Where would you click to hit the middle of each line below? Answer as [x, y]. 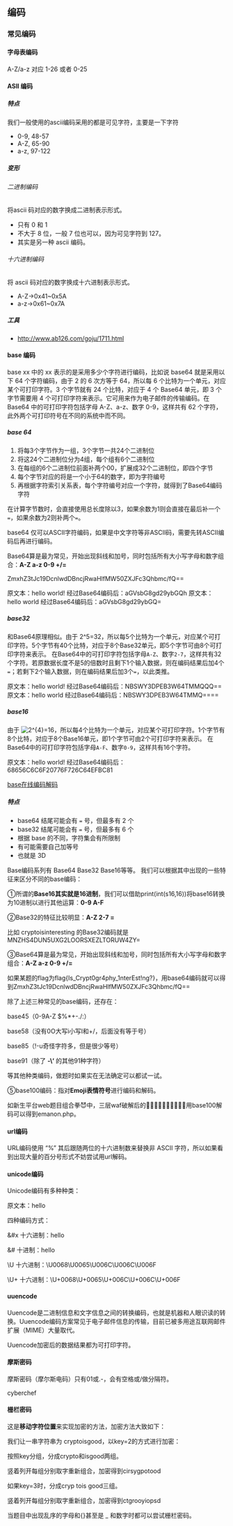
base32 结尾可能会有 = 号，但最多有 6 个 [75, 829]
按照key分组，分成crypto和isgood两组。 [65, 1456]
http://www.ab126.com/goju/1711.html [71, 338]
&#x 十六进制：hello [36, 1235]
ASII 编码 [20, 86]
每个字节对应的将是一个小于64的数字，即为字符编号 [91, 477]
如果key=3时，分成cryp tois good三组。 [64, 1486]
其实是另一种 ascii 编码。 [53, 242]
